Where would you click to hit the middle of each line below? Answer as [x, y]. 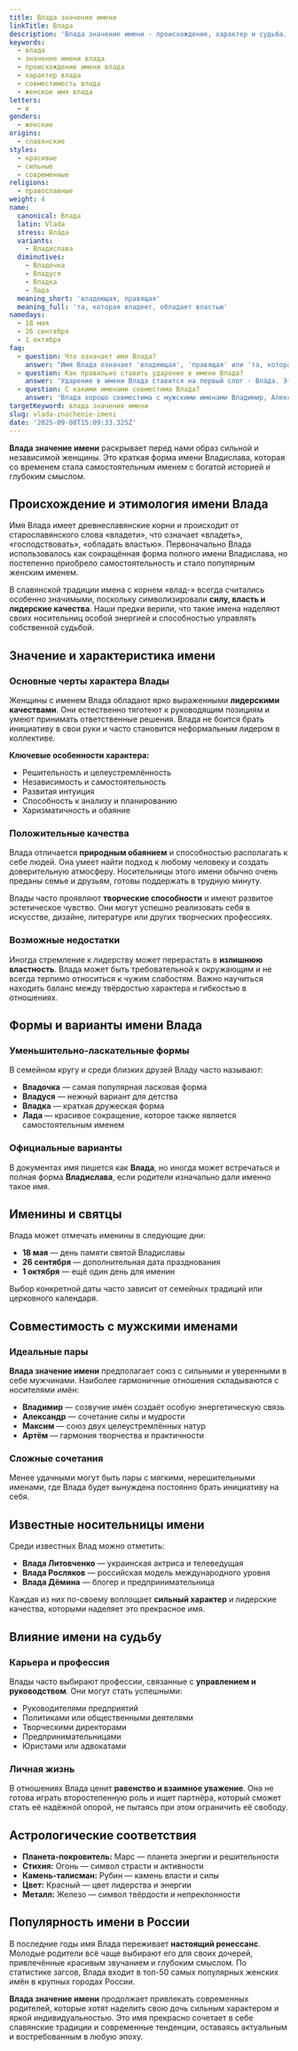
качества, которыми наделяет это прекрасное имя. [107, 1609]
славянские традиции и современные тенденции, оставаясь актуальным [149, 2027]
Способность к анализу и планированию [99, 801]
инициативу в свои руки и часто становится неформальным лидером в [145, 729]
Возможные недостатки [65, 941]
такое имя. [30, 1186]
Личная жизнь [42, 1768]
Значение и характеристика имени [112, 656]
